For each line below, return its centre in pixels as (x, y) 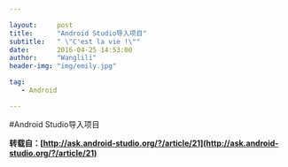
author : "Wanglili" (53, 58)
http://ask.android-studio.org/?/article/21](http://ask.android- (161, 143)
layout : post (41, 25)
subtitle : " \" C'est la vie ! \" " (75, 42)
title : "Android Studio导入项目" (78, 33)
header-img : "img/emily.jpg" (63, 66)
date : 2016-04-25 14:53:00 (71, 49)
